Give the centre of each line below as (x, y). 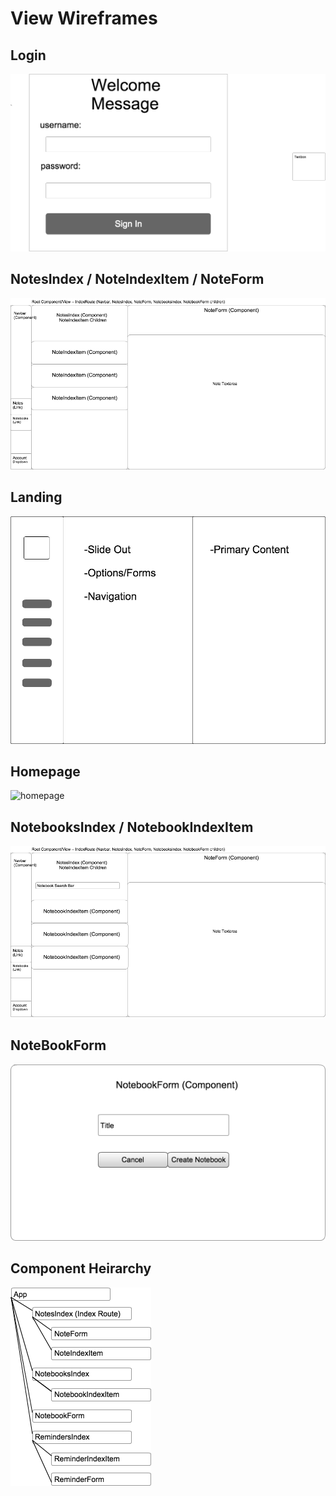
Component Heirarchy (81, 1268)
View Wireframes (84, 18)
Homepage (45, 771)
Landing (36, 497)
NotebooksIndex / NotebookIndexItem (132, 827)
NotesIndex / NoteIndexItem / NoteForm (137, 279)
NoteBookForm (58, 1045)
